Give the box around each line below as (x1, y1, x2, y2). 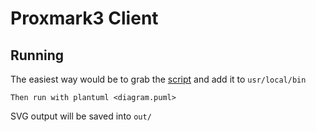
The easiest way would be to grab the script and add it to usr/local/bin (10, 73, 307, 85)
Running (10, 47, 65, 64)
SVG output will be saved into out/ (10, 110, 152, 122)
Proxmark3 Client (10, 7, 159, 30)
